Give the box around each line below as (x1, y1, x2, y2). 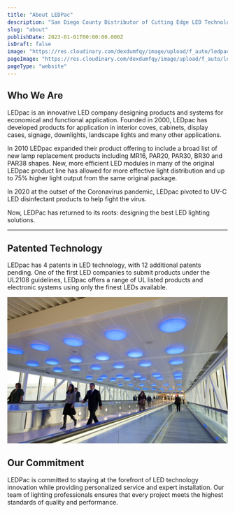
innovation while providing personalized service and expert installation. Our (7, 483, 225, 491)
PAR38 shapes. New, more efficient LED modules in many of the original (7, 159, 215, 167)
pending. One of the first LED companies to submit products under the (7, 268, 211, 277)
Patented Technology (7, 242, 103, 254)
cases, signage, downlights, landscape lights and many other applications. (7, 130, 222, 139)
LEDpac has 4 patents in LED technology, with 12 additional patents (7, 261, 201, 269)
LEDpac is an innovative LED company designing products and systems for (7, 108, 224, 117)
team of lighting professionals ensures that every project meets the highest (7, 490, 224, 499)
